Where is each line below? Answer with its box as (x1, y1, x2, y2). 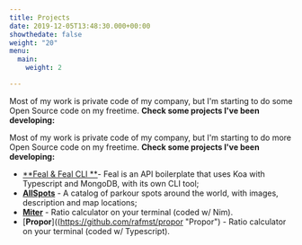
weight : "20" (9, 38, 58, 48)
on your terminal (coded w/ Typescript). (22, 225, 171, 236)
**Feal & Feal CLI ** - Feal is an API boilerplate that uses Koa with (22, 168, 265, 179)
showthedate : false (9, 30, 83, 39)
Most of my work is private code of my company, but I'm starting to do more (9, 132, 292, 143)
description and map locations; (22, 197, 138, 207)
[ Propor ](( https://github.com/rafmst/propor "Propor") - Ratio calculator (22, 216, 287, 227)
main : (17, 55, 39, 64)
